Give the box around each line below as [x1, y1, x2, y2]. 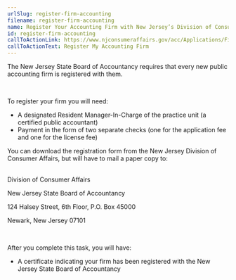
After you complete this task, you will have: [7, 243, 132, 252]
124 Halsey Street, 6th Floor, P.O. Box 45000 [7, 203, 136, 211]
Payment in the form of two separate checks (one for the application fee [17, 126, 227, 134]
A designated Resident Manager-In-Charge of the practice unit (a [17, 110, 206, 119]
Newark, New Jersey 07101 [7, 216, 86, 224]
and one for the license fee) [17, 133, 98, 141]
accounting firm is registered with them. [7, 70, 123, 78]
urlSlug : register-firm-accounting [7, 10, 112, 18]
